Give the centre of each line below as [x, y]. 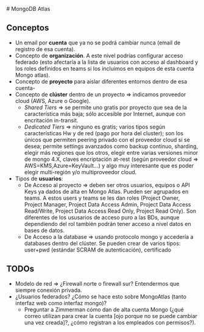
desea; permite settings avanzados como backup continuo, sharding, [111, 146]
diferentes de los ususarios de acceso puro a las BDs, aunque [102, 217]
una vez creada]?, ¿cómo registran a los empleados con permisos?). [110, 322]
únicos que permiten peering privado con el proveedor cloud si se [107, 140]
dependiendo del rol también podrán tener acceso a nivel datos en [108, 224]
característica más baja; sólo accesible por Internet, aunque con [105, 114]
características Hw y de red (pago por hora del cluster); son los [104, 133]
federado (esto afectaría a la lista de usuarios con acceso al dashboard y [107, 62]
